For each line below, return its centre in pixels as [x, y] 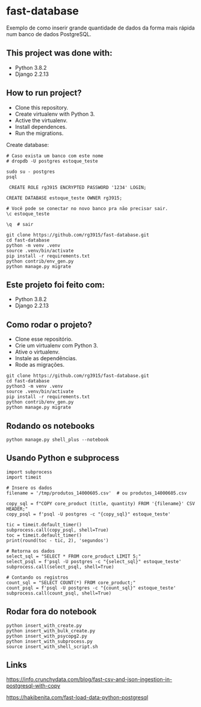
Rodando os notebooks [51, 426]
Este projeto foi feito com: [56, 285]
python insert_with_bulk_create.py [51, 631]
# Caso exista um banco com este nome [55, 156]
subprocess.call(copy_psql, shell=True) [58, 530]
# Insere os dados [29, 488]
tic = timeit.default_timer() [44, 525]
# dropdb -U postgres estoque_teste [52, 161]
